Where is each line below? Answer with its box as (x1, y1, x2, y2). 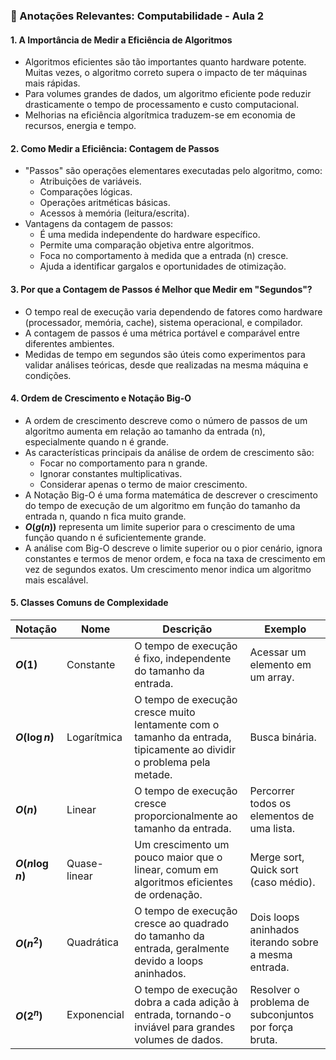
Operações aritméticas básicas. (39, 197, 171, 209)
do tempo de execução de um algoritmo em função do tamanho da (24, 499, 301, 511)
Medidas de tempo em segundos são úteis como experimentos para (24, 348, 306, 360)
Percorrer (249, 784, 295, 798)
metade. (134, 767, 173, 781)
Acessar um (249, 645, 307, 659)
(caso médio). (249, 875, 316, 889)
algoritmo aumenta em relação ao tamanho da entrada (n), (24, 425, 266, 437)
